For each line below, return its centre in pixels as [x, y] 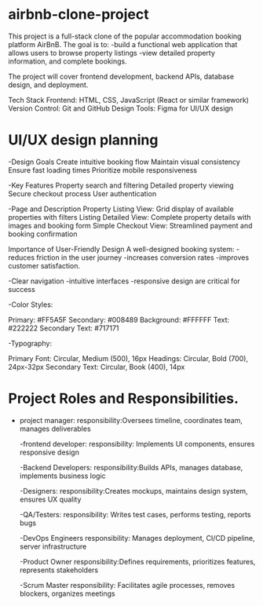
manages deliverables [55, 429]
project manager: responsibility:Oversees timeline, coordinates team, [131, 420]
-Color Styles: [31, 305]
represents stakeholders [59, 570]
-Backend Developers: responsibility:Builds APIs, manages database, [131, 467]
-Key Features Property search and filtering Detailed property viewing [121, 185]
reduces [22, 257]
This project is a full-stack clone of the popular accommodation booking [125, 36]
